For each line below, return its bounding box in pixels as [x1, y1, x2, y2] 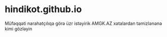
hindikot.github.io [5, 4, 82, 15]
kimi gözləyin [5, 25, 32, 31]
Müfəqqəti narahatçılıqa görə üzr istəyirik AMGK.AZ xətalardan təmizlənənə [5, 20, 162, 26]
